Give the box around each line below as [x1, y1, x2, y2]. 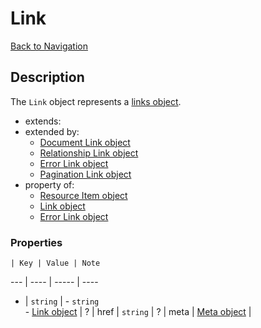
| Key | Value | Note [10, 258, 101, 269]
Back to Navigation [10, 40, 88, 52]
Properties [10, 235, 63, 249]
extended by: [24, 125, 80, 137]
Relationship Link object [39, 147, 139, 159]
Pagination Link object [39, 168, 132, 180]
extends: [24, 115, 62, 127]
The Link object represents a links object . [10, 95, 182, 107]
